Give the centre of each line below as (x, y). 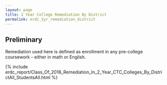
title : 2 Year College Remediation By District (56, 15)
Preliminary (24, 39)
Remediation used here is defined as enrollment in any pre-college (74, 52)
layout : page (19, 10)
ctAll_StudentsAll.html (28, 77)
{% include (17, 67)
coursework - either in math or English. (46, 57)
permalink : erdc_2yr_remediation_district (50, 19)
